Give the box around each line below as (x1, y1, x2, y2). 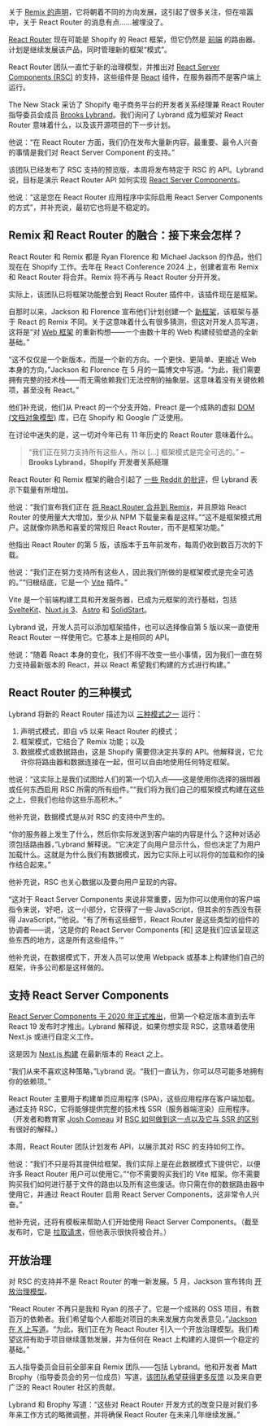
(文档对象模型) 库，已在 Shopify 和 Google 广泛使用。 (8, 412, 188, 422)
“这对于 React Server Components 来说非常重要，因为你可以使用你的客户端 (8, 894, 261, 904)
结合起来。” (15, 860, 51, 869)
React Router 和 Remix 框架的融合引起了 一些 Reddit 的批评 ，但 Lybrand (8, 475, 249, 484)
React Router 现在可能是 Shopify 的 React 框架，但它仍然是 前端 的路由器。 (8, 35, 260, 44)
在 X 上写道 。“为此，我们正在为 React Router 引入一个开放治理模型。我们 (8, 1324, 253, 1334)
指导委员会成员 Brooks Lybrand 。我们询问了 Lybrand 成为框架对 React (8, 110, 244, 120)
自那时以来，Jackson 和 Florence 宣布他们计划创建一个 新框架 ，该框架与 (8, 306, 253, 316)
